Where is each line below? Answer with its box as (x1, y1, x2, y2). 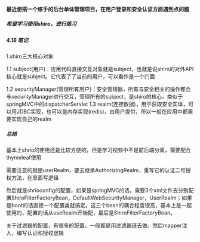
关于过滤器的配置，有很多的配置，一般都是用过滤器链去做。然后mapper (6, 222, 182, 229)
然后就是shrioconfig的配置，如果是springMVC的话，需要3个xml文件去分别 (6, 186, 189, 194)
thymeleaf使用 (6, 154, 42, 161)
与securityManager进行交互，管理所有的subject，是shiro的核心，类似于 (6, 93, 183, 100)
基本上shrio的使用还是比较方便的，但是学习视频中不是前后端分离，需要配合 (6, 146, 191, 154)
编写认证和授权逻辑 (16, 229, 64, 236)
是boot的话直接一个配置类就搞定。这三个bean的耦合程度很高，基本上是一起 (6, 201, 192, 209)
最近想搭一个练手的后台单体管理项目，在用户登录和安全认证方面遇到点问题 (6, 5, 189, 13)
